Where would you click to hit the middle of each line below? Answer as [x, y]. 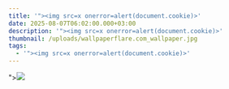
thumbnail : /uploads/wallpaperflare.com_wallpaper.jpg [103, 38]
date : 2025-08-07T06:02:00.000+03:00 [72, 23]
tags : [17, 46]
